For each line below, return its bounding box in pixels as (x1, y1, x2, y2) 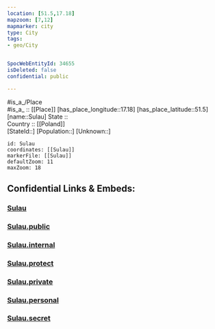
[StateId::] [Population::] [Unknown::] (7, 127, 111, 135)
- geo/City (7, 42, 38, 49)
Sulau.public (7, 221, 50, 231)
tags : (7, 36, 23, 42)
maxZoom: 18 (7, 164, 41, 171)
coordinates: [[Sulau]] (7, 146, 75, 153)
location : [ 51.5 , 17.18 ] (7, 10, 75, 17)
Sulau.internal (7, 240, 55, 249)
